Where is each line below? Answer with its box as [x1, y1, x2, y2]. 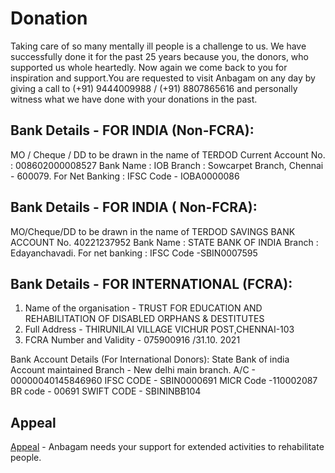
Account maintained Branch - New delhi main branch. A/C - [10, 364, 257, 376]
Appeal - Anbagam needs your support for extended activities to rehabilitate [10, 441, 325, 453]
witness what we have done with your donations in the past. [10, 93, 258, 105]
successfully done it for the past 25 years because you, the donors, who [10, 50, 309, 62]
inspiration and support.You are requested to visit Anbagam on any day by [10, 72, 316, 84]
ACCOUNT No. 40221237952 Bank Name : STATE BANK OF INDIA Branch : [10, 236, 319, 248]
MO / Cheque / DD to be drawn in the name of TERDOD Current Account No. [10, 148, 326, 161]
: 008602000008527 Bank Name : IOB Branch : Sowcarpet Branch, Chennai [10, 159, 324, 171]
